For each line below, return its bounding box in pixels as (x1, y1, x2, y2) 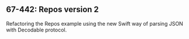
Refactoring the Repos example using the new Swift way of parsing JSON (6, 20, 183, 27)
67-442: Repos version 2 (6, 5, 99, 15)
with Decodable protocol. (6, 26, 67, 33)
